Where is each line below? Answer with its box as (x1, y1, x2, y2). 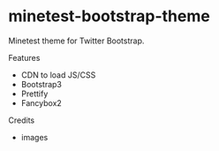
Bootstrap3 (20, 79, 63, 89)
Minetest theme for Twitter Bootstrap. (8, 35, 145, 46)
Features (8, 52, 41, 63)
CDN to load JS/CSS (20, 69, 96, 80)
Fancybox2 (20, 97, 63, 108)
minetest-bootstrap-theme (8, 6, 211, 26)
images (20, 132, 49, 142)
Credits (8, 115, 35, 125)
